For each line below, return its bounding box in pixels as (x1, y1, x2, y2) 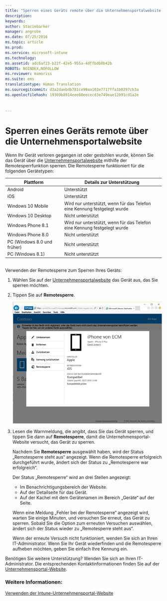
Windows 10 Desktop (7, 212, 52, 218)
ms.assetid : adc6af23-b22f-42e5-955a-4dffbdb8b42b (5, 60, 112, 66)
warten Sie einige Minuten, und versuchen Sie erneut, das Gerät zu (12, 515, 150, 521)
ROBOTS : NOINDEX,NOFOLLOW (5, 66, 59, 71)
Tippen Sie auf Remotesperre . (12, 292, 76, 298)
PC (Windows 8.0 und (7, 239, 52, 245)
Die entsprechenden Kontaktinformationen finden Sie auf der (34, 561, 160, 567)
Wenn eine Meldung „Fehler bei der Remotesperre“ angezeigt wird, (12, 510, 150, 516)
